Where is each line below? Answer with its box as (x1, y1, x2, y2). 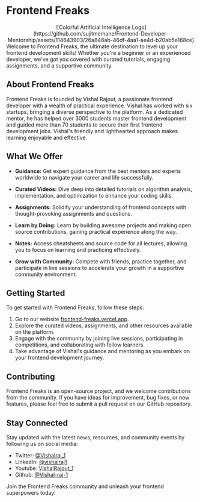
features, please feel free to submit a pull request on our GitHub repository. (6, 400, 192, 407)
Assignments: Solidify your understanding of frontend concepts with (14, 203, 187, 211)
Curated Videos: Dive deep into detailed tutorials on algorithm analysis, (14, 185, 193, 193)
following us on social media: (6, 441, 78, 447)
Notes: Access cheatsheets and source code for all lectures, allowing (14, 239, 187, 247)
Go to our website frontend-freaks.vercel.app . (14, 316, 129, 323)
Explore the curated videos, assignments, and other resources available (14, 322, 193, 329)
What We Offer (6, 151, 63, 162)
